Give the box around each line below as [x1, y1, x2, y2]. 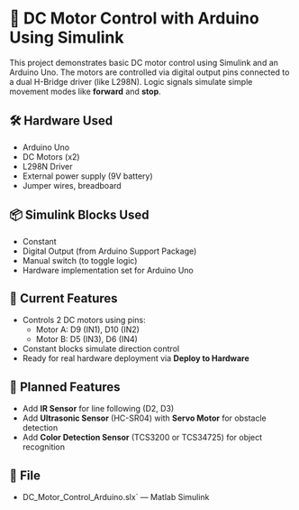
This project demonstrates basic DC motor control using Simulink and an [9, 57, 279, 68]
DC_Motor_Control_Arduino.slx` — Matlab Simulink [22, 492, 210, 502]
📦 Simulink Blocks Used [9, 208, 149, 223]
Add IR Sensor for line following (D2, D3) [22, 403, 175, 414]
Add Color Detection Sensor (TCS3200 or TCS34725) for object [22, 432, 263, 443]
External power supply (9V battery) [22, 171, 153, 181]
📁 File [9, 468, 41, 483]
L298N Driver [22, 161, 74, 172]
